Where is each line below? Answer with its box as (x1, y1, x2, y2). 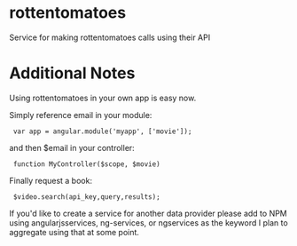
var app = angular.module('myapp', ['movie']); (12, 127, 192, 136)
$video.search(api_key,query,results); (12, 192, 161, 202)
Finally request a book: (9, 175, 93, 186)
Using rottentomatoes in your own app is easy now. (9, 92, 197, 103)
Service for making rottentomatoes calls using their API (9, 32, 211, 43)
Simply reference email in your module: (9, 109, 152, 120)
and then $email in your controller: (9, 142, 135, 153)
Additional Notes (9, 63, 136, 83)
